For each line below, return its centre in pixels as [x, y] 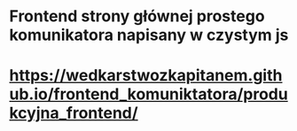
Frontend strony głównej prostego [137, 16]
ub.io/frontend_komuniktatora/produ [148, 94]
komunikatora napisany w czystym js [149, 35]
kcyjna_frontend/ [74, 113]
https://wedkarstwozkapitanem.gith [146, 76]
